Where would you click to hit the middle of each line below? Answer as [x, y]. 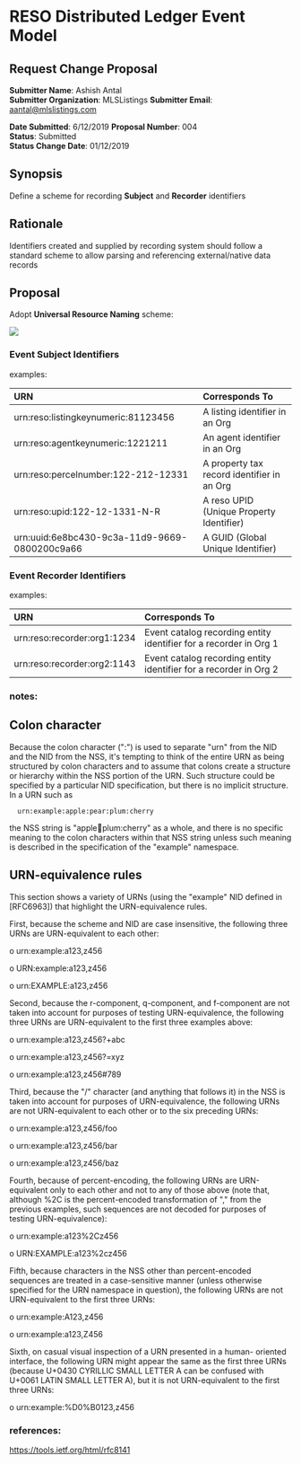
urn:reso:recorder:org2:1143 [75, 664]
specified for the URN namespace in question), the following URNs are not [146, 1290]
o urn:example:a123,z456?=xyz [67, 1056]
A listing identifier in [245, 411]
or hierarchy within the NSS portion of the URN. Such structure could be [142, 775]
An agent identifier [241, 437]
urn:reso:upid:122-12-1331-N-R [87, 511]
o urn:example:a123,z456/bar [64, 1145]
